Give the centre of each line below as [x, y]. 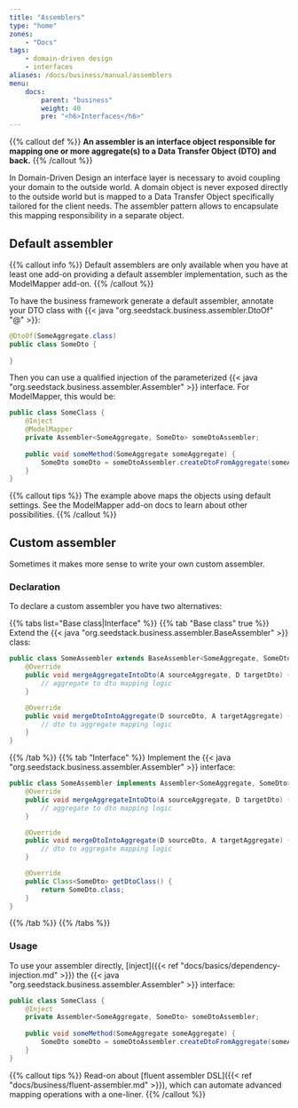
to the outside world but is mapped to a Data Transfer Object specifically [142, 197]
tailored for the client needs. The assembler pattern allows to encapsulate [144, 206]
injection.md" [34, 975]
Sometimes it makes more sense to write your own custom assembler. [137, 564]
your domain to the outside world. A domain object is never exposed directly [149, 187]
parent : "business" [77, 100]
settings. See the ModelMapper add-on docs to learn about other [129, 505]
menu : [19, 83]
